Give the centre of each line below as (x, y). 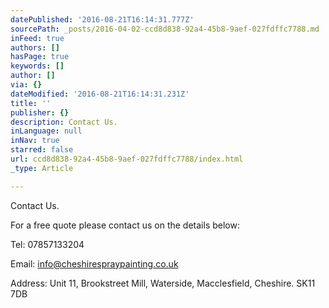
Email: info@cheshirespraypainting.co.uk (94, 263)
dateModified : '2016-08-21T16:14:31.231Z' (100, 94)
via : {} (26, 85)
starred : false (42, 150)
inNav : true (35, 141)
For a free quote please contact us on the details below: (125, 225)
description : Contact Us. (64, 122)
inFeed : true (37, 38)
